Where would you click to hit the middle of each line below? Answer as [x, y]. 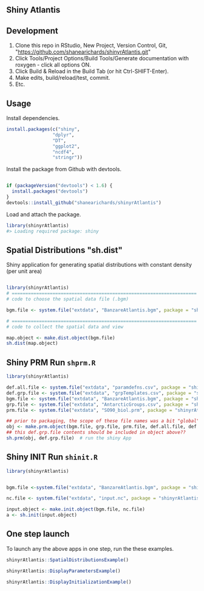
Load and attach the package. [44, 214]
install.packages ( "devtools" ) [50, 191]
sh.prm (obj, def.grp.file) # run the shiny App [69, 438]
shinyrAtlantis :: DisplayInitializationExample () [69, 582]
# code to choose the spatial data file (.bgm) [68, 299]
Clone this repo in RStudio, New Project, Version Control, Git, [91, 46]
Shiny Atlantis [33, 10]
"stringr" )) [68, 158]
